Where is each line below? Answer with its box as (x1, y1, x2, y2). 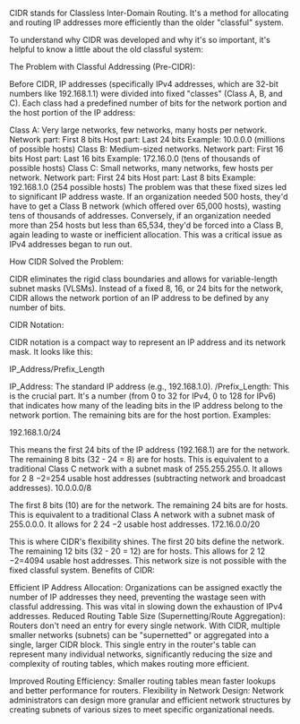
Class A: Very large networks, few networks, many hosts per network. (9, 125, 267, 135)
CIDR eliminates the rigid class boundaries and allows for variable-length (9, 273, 278, 284)
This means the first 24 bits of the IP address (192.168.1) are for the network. (9, 444, 291, 455)
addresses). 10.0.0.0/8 (9, 483, 92, 493)
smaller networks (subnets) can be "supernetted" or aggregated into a (9, 630, 270, 640)
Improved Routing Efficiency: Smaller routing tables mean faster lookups (9, 676, 276, 686)
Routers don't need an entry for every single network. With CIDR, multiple (9, 620, 280, 631)
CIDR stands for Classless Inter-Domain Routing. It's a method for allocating (9, 8, 289, 18)
